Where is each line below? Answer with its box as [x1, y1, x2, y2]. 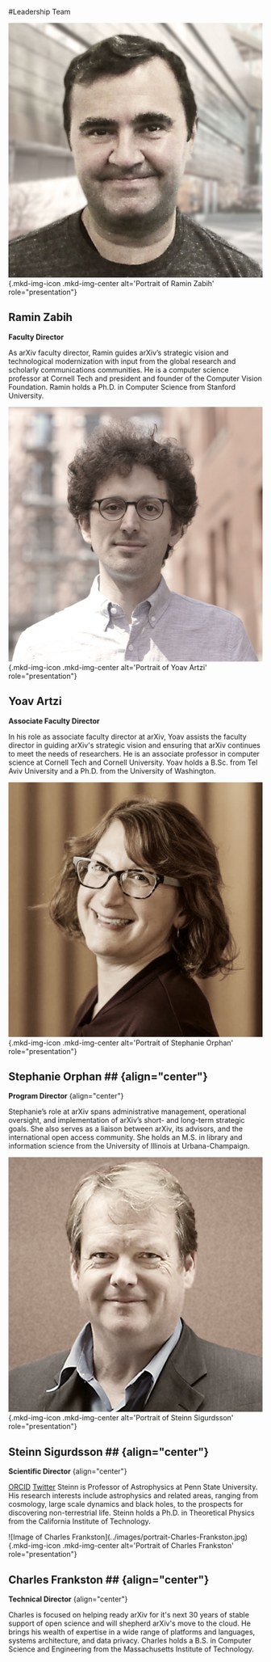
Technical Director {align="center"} [8, 1594, 128, 1604]
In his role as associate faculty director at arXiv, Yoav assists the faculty [8, 732, 248, 741]
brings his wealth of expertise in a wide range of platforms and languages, [8, 1627, 256, 1637]
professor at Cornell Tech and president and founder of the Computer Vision [8, 373, 262, 383]
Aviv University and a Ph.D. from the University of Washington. [8, 766, 216, 775]
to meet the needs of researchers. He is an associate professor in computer [8, 749, 261, 758]
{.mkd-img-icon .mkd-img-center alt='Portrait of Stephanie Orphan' [8, 1038, 234, 1048]
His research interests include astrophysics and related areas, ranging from [8, 1491, 259, 1500]
